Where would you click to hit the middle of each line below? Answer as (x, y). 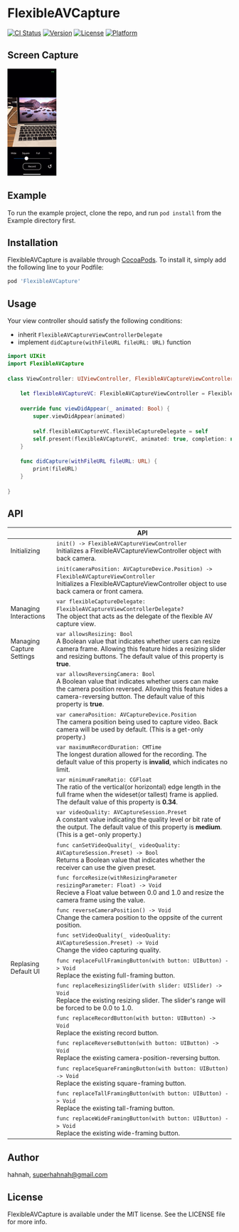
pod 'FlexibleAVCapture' (44, 282)
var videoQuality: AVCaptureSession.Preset (121, 813)
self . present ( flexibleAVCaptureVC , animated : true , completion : (130, 439)
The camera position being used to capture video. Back (137, 722)
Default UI (25, 971)
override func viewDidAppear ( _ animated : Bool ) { (95, 409)
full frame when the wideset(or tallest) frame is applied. (137, 794)
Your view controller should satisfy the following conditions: (95, 321)
